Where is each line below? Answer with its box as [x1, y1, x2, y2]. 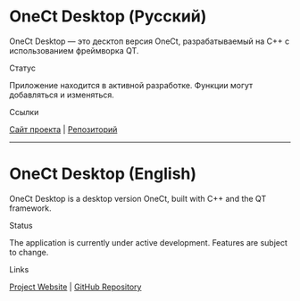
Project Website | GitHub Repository [9, 281, 142, 292]
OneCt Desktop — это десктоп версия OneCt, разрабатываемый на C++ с [9, 36, 290, 46]
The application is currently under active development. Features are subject [9, 237, 288, 247]
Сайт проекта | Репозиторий [9, 123, 118, 135]
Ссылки [9, 106, 39, 117]
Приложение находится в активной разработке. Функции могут [9, 79, 254, 90]
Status [9, 220, 33, 230]
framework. [9, 203, 52, 213]
